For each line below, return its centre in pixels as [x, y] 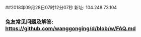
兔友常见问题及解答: [29, 22]
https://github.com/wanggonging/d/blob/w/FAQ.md [70, 28]
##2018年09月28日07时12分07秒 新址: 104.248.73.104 [61, 7]
